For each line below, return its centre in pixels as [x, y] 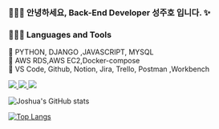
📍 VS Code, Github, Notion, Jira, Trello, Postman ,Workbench [109, 69]
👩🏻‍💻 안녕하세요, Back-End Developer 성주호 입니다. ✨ [109, 12]
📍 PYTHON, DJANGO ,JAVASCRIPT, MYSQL [81, 52]
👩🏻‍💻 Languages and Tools [60, 34]
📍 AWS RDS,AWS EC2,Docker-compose [74, 61]
